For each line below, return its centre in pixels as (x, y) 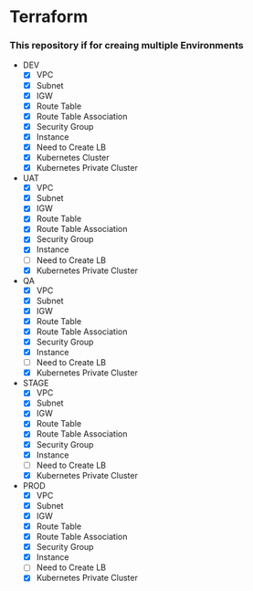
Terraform (49, 17)
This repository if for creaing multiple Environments (126, 46)
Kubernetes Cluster (73, 157)
